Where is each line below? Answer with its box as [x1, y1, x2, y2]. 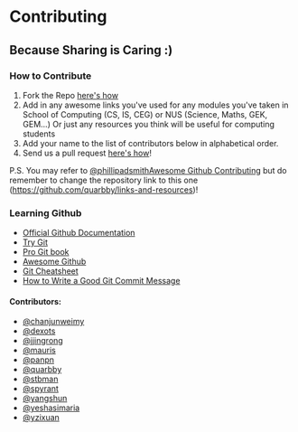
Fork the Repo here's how [22, 89, 119, 100]
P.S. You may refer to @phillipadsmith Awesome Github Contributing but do [9, 164, 287, 175]
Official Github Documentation [22, 228, 135, 239]
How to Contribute [9, 70, 92, 82]
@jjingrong [22, 335, 63, 346]
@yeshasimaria [22, 402, 80, 413]
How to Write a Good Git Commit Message [22, 276, 181, 286]
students [22, 128, 56, 139]
